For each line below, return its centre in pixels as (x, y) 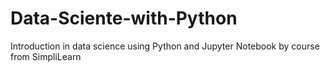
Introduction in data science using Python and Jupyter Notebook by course (165, 46)
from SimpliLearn (46, 56)
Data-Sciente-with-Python (124, 18)
